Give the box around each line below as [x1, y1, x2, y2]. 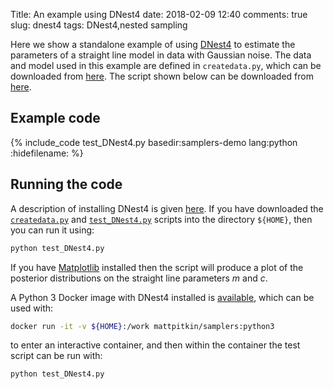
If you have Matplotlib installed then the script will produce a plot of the [10, 261, 304, 273]
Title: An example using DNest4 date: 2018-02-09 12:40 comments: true [10, 9, 308, 20]
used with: [10, 302, 54, 314]
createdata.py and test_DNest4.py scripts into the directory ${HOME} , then [10, 213, 313, 225]
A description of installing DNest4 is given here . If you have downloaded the [10, 202, 324, 214]
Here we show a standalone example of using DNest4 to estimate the [10, 39, 296, 50]
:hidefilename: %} [10, 147, 84, 159]
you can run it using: [10, 224, 95, 236]
